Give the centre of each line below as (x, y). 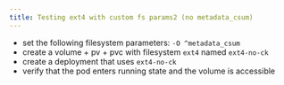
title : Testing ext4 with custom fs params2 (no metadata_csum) (131, 17)
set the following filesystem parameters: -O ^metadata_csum (131, 42)
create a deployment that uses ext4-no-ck (99, 61)
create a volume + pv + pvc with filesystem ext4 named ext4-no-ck (146, 52)
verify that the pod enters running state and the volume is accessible (149, 71)
